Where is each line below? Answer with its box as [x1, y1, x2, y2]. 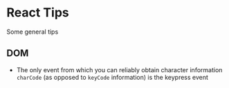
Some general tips [6, 27, 59, 36]
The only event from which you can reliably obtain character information [16, 65, 223, 74]
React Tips [6, 5, 70, 21]
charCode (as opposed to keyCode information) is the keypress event [16, 73, 209, 81]
